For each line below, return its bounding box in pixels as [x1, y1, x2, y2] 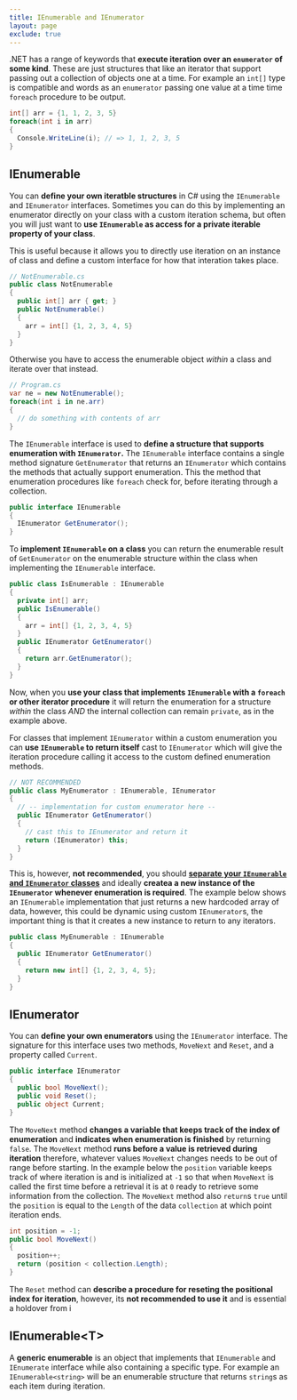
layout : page [9, 21, 58, 30]
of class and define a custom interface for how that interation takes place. [9, 254, 279, 265]
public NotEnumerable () [17, 305, 105, 314]
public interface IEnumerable [9, 503, 121, 511]
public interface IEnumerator [9, 1066, 121, 1076]
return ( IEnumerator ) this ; [25, 835, 129, 845]
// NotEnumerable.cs [9, 272, 86, 281]
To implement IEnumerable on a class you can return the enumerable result [9, 543, 284, 554]
